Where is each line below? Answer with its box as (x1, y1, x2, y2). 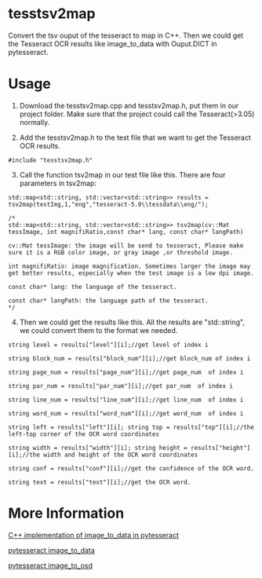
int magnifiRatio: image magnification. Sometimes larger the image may (8, 262, 251, 270)
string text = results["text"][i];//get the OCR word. (8, 478, 191, 486)
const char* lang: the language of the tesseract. (8, 283, 177, 291)
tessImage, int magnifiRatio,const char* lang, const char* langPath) (8, 228, 244, 236)
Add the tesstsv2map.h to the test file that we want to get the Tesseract (19, 133, 251, 142)
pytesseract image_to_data (8, 545, 96, 554)
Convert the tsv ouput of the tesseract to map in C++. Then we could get (8, 31, 244, 40)
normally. (19, 117, 50, 126)
